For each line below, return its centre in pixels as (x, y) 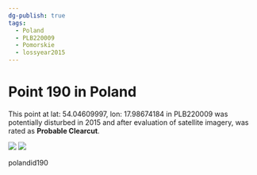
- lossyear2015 (40, 52)
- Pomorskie (35, 45)
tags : (17, 23)
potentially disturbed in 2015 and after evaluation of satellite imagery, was (128, 122)
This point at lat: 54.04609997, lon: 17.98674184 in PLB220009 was (118, 114)
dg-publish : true (37, 16)
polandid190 (29, 162)
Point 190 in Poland (73, 92)
